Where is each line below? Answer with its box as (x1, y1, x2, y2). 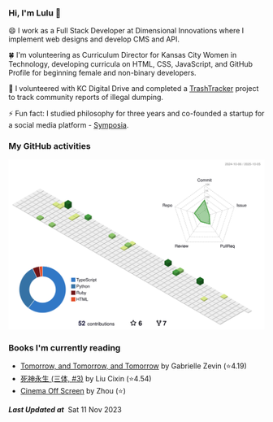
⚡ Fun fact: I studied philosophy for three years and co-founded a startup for (8, 109, 265, 119)
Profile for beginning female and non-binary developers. (8, 68, 197, 78)
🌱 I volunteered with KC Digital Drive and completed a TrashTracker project (8, 84, 259, 94)
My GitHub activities (8, 141, 91, 152)
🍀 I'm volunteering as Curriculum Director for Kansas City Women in (8, 50, 237, 60)
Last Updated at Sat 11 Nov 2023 (8, 405, 122, 415)
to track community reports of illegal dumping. (8, 93, 164, 102)
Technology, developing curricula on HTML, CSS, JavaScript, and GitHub (8, 59, 253, 69)
